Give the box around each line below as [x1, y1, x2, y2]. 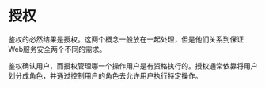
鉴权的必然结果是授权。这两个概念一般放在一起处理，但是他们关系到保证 [8, 35, 244, 44]
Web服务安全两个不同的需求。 [8, 44, 107, 53]
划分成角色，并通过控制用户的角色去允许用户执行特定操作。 [8, 71, 203, 80]
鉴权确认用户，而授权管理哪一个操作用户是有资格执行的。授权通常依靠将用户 [8, 60, 258, 71]
